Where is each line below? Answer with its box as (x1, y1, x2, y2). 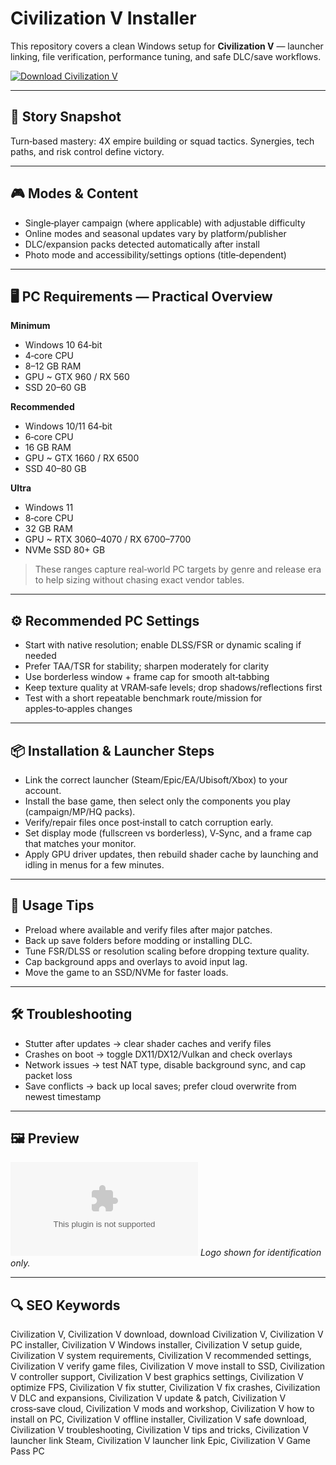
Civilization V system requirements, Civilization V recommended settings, (10, 1350, 312, 1362)
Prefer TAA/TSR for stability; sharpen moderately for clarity (24, 660, 270, 672)
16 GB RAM (24, 442, 72, 454)
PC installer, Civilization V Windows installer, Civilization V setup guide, (10, 1339, 303, 1351)
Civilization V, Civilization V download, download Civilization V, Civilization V (10, 1328, 324, 1341)
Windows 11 (24, 502, 74, 514)
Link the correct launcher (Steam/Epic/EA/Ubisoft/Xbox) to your (24, 774, 288, 786)
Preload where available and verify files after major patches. (24, 923, 273, 936)
